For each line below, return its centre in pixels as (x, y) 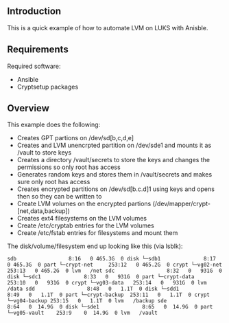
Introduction (34, 11)
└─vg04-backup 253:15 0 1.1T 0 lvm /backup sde (87, 301)
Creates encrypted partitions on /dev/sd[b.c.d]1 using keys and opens (116, 189)
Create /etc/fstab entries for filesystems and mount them (97, 233)
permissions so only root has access (69, 167)
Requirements (38, 50)
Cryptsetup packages (48, 87)
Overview (28, 108)
